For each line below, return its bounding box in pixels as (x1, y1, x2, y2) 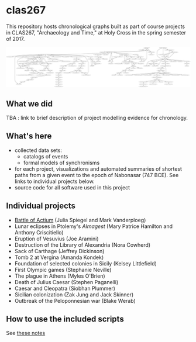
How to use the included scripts (6, 314, 124, 324)
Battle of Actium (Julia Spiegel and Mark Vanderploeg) (14, 216, 146, 223)
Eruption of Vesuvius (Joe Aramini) (14, 235, 99, 242)
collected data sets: (14, 147, 63, 154)
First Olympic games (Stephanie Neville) (14, 266, 112, 273)
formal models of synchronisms (23, 159, 100, 166)
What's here (6, 131, 52, 141)
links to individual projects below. (14, 178, 95, 185)
